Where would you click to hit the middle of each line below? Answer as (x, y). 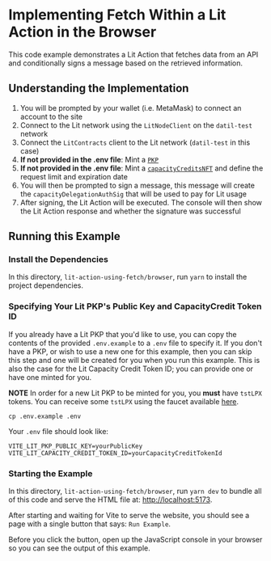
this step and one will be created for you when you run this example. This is (134, 360)
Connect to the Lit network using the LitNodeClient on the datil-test (136, 125)
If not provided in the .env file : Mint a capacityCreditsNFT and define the (142, 168)
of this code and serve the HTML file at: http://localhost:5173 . (110, 500)
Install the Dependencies (59, 259)
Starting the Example (51, 473)
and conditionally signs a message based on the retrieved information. (125, 63)
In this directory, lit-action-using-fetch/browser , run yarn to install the (128, 277)
